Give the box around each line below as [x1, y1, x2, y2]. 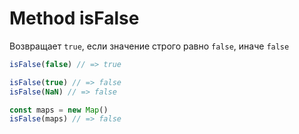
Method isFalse [9, 7, 140, 30]
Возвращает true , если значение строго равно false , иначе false [9, 40, 290, 52]
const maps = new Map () [9, 105, 109, 115]
